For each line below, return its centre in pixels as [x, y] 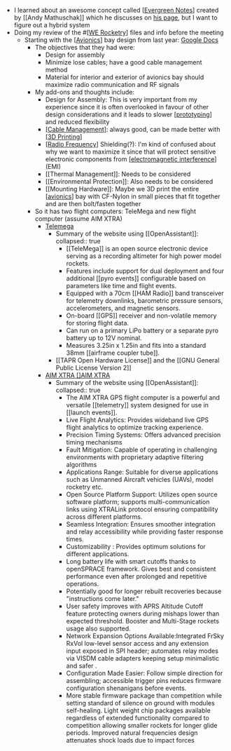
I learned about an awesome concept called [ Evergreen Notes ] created [116, 10]
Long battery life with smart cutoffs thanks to [131, 561]
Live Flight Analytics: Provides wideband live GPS [138, 420]
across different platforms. [104, 517]
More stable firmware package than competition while [144, 696]
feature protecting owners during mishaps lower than [143, 614]
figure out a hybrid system [52, 25]
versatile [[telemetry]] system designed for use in [137, 405]
